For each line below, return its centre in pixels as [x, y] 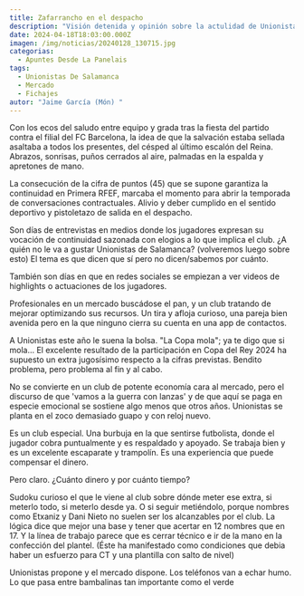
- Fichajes [38, 93]
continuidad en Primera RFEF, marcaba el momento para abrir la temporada [150, 193]
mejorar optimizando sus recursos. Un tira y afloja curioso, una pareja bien [148, 313]
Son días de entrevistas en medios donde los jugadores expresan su [137, 230]
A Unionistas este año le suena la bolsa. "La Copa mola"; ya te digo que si [147, 341]
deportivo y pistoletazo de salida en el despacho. [101, 213]
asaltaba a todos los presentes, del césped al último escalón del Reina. [141, 147]
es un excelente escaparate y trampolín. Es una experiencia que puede [142, 453]
